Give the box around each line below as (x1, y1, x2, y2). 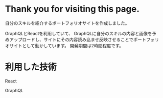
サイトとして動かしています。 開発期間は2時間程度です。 (9, 42, 124, 48)
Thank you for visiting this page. (5, 3, 140, 15)
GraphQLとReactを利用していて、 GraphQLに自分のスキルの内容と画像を (5, 30, 153, 36)
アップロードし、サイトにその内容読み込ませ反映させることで (9, 37, 134, 42)
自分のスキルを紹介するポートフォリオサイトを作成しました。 (5, 20, 130, 26)
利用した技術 (5, 62, 57, 73)
